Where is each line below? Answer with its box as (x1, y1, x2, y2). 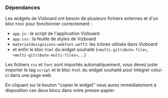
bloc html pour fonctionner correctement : (5, 21, 92, 27)
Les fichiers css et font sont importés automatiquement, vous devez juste (5, 62, 157, 68)
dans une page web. (10, 72, 53, 78)
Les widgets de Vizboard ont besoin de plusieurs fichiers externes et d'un (5, 16, 158, 22)
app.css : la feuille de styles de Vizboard (12, 36, 97, 42)
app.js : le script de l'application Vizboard (12, 31, 100, 37)
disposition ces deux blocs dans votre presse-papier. (5, 87, 116, 93)
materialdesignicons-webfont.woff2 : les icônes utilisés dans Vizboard (12, 41, 157, 47)
